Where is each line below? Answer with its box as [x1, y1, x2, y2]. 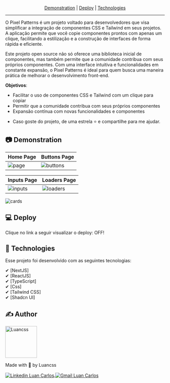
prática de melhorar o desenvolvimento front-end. [5, 73, 110, 78]
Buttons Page [41, 153, 74, 160]
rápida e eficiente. [5, 41, 43, 47]
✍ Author [5, 310, 38, 318]
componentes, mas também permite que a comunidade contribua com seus [5, 56, 163, 62]
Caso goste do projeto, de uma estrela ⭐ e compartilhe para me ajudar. [12, 118, 161, 124]
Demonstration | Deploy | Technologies [44, 5, 126, 11]
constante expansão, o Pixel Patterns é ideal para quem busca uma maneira [5, 67, 163, 73]
